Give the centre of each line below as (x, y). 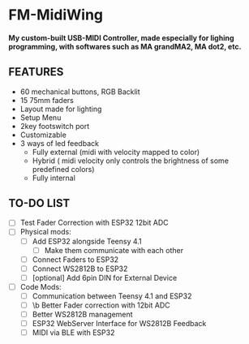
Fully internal (54, 178)
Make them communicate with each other (114, 250)
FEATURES (36, 72)
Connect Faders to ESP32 (75, 259)
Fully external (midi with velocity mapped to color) (116, 152)
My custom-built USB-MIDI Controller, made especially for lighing (121, 37)
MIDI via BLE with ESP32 (73, 333)
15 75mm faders (47, 100)
